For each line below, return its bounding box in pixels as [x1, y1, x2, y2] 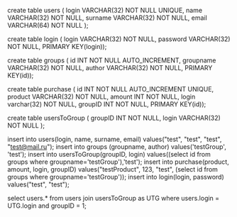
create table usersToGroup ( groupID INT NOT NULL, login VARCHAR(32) [7, 113, 221, 122]
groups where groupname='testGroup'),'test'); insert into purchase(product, [7, 157, 229, 166]
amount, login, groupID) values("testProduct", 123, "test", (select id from [7, 165, 219, 173]
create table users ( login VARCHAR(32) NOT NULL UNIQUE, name [7, 6, 203, 14]
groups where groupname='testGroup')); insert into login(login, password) [7, 173, 225, 181]
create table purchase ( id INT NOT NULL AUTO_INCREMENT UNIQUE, [7, 85, 214, 93]
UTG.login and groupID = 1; [7, 201, 87, 210]
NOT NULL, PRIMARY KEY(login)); [7, 43, 107, 50]
